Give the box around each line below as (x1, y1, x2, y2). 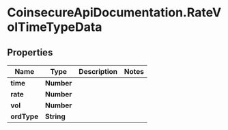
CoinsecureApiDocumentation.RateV (7, 5, 222, 21)
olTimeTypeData (7, 19, 102, 35)
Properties (7, 47, 53, 58)
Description (78, 67, 118, 76)
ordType (10, 112, 39, 121)
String (44, 112, 66, 121)
